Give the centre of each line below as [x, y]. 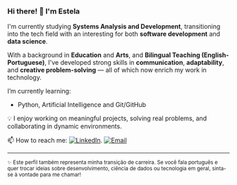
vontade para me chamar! [50, 175]
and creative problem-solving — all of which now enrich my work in [107, 70]
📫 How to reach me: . [55, 141]
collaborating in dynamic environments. [65, 127]
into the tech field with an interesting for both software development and [114, 34]
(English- [215, 55]
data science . [28, 42]
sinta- [219, 169]
